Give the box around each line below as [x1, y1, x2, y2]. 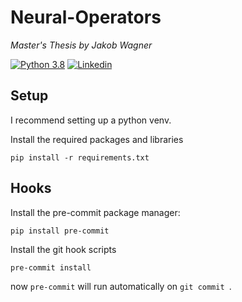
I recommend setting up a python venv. [10, 114, 172, 126]
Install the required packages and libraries [10, 133, 184, 145]
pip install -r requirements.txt [10, 152, 150, 163]
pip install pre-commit [10, 226, 110, 236]
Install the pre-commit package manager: [10, 206, 181, 218]
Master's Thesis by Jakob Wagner [10, 39, 153, 51]
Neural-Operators [10, 6, 162, 29]
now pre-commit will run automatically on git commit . [10, 280, 232, 292]
